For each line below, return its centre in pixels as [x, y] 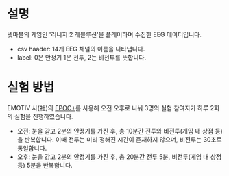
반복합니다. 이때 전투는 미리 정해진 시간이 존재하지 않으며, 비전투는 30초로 [123, 139]
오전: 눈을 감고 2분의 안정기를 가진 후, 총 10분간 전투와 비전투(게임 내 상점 [115, 131]
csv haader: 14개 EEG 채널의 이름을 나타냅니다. [81, 49]
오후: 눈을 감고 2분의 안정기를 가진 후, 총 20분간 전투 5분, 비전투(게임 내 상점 [119, 156]
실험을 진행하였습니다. [44, 116]
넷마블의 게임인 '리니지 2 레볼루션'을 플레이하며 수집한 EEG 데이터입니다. [105, 34]
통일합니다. [32, 148]
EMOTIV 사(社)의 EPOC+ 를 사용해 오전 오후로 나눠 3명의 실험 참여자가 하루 [108, 108]
